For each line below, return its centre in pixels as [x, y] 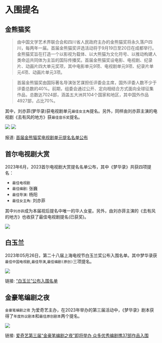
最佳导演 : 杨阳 [25, 194]
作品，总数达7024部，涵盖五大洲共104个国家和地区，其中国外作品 [83, 95]
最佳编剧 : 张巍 [25, 188]
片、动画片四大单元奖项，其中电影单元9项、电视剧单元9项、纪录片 [83, 66]
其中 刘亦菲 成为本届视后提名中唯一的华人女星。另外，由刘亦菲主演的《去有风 [80, 211]
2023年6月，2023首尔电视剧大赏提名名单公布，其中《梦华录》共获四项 [76, 167]
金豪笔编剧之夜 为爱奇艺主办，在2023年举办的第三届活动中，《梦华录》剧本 [77, 310]
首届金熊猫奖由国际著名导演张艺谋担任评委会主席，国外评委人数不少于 [87, 82]
